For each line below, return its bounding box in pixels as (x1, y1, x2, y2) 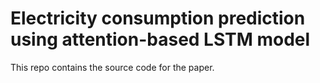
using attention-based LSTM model (10, 28, 311, 51)
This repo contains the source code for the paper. (10, 61, 215, 73)
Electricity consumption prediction (10, 7, 306, 30)
